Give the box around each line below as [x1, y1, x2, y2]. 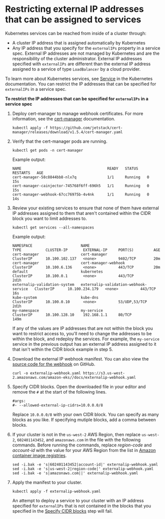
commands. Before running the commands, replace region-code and [12, 442, 152, 448]
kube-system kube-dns [12, 295, 99, 300]
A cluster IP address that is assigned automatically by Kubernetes [12, 40, 146, 45]
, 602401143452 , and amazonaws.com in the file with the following [14, 437, 141, 442]
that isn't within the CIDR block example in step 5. [12, 346, 113, 352]
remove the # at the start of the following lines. [12, 389, 107, 395]
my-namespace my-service [12, 308, 103, 313]
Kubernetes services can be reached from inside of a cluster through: [5, 30, 147, 36]
